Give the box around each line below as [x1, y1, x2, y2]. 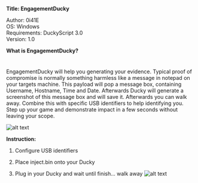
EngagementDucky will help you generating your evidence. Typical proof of [6, 68, 193, 75]
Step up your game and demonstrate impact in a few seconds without [6, 106, 178, 113]
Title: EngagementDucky [6, 5, 70, 12]
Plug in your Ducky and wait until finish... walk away [14, 170, 143, 178]
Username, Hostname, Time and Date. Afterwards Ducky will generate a [6, 87, 184, 94]
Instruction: [6, 135, 36, 142]
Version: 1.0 [6, 36, 35, 42]
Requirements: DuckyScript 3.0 [6, 29, 83, 36]
